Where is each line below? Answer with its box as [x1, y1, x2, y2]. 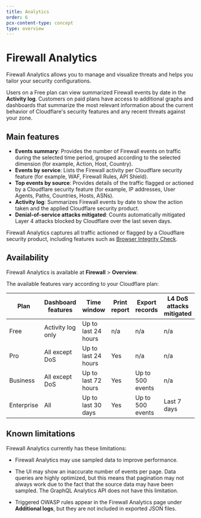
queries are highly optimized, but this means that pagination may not [14, 474, 184, 482]
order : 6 [6, 14, 28, 20]
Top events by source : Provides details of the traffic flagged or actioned [14, 179, 194, 186]
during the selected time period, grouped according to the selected [14, 154, 181, 161]
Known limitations [6, 429, 75, 439]
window [82, 306, 106, 314]
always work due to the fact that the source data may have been [14, 480, 173, 487]
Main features [6, 132, 60, 142]
